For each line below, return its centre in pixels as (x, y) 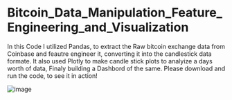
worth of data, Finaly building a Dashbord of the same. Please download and (116, 68)
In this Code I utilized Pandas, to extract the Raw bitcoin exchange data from (116, 46)
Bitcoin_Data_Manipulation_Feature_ (115, 13)
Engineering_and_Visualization (98, 27)
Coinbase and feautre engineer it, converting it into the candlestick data (110, 54)
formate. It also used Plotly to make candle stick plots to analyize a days (110, 61)
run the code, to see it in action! (53, 76)
